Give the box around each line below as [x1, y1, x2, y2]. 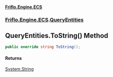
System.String [5, 66, 34, 72]
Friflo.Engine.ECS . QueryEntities [5, 16, 84, 23]
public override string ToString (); [5, 44, 80, 49]
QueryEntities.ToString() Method [5, 31, 109, 39]
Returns [5, 55, 22, 61]
